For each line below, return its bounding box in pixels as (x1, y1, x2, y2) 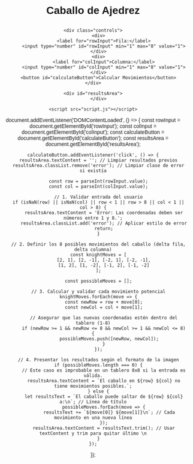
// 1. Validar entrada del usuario (54, 194, 143, 200)
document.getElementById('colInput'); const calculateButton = (21, 129, 165, 136)
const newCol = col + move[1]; (64, 304, 143, 310)
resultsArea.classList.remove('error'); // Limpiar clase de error (12, 163, 185, 169)
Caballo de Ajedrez (46, 4, 140, 17)
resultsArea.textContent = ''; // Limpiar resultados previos (19, 157, 178, 163)
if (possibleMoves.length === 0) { (54, 362, 143, 369)
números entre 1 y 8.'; (63, 215, 123, 221)
